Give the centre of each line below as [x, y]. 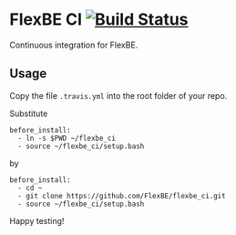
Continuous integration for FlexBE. [74, 45]
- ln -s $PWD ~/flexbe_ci [67, 138]
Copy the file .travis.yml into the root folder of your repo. [118, 95]
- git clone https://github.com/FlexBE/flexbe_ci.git [122, 196]
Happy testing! [37, 220]
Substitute [29, 113]
